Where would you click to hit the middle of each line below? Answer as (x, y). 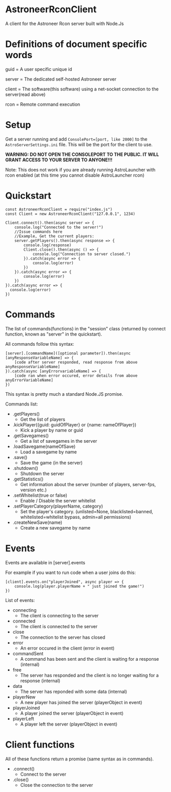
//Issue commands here (38, 232)
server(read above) (25, 94)
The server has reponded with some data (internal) (74, 691)
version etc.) (33, 490)
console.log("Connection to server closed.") (81, 254)
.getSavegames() (31, 436)
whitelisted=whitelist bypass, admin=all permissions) (76, 517)
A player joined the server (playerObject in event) (72, 713)
